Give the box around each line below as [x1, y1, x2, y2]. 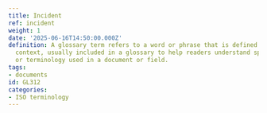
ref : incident [8, 19, 56, 27]
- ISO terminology [8, 93, 69, 101]
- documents [8, 71, 48, 79]
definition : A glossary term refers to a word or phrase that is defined [8, 41, 258, 49]
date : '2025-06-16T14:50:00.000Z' [8, 33, 123, 42]
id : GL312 [8, 78, 41, 86]
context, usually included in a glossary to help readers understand [15, 49, 250, 56]
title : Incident [8, 11, 62, 20]
